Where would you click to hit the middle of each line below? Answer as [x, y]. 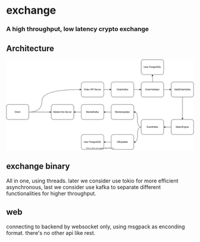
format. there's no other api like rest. [51, 232]
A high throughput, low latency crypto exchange [78, 29]
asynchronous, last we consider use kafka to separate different [84, 187]
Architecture [30, 48]
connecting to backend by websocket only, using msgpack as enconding [96, 227]
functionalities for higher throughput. [51, 193]
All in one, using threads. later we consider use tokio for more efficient [92, 181]
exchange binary [38, 167]
